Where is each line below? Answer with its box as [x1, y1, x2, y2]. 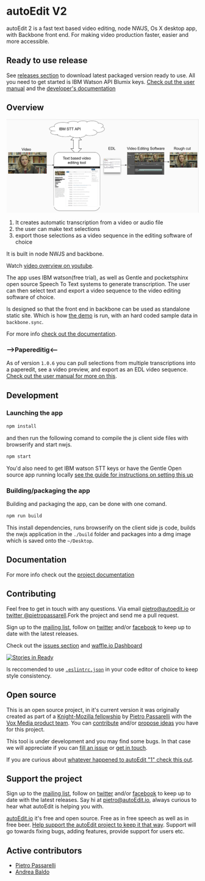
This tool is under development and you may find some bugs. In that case [6, 737, 191, 745]
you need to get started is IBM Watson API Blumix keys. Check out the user [6, 78, 195, 85]
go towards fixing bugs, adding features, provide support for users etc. [6, 828, 185, 835]
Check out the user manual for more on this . [6, 372, 117, 380]
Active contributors [6, 845, 82, 856]
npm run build [6, 513, 43, 519]
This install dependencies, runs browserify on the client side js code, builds [6, 524, 196, 531]
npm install [6, 423, 37, 429]
